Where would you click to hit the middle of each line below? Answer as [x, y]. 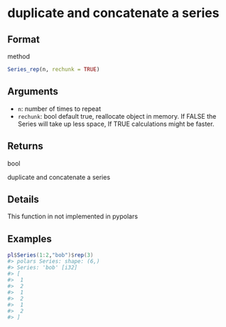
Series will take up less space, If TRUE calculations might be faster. [116, 124]
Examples [29, 238]
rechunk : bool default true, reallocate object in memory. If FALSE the [117, 116]
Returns [26, 146]
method [19, 56]
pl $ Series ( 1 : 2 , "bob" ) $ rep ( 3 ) [50, 255]
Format [24, 39]
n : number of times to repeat [59, 109]
